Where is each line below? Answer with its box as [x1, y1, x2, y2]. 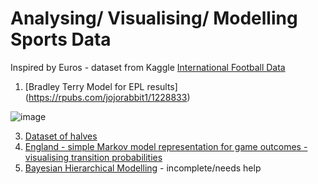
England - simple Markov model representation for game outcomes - [24, 140, 308, 152]
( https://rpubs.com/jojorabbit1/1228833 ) [24, 91, 191, 103]
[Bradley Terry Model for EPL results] [24, 80, 178, 92]
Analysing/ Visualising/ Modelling [10, 7, 298, 30]
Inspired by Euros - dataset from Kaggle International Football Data [10, 61, 286, 73]
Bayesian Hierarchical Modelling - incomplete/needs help [24, 162, 262, 174]
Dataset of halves [24, 130, 98, 142]
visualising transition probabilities [24, 151, 163, 163]
